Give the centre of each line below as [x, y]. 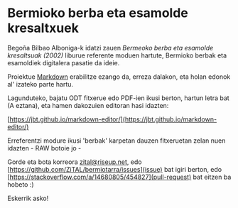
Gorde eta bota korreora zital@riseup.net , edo [75, 162]
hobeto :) [21, 184]
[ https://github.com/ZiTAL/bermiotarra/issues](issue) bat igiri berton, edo [115, 169]
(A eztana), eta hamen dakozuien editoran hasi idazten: [88, 105]
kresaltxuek [43, 28]
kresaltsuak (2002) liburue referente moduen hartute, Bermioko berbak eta [117, 55]
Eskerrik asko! [28, 198]
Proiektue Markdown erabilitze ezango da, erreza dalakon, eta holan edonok [119, 77]
